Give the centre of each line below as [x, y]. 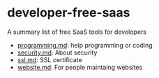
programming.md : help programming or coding [85, 45]
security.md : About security [57, 52]
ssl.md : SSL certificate [50, 59]
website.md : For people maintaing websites [80, 67]
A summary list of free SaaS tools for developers [77, 32]
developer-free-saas [69, 13]
